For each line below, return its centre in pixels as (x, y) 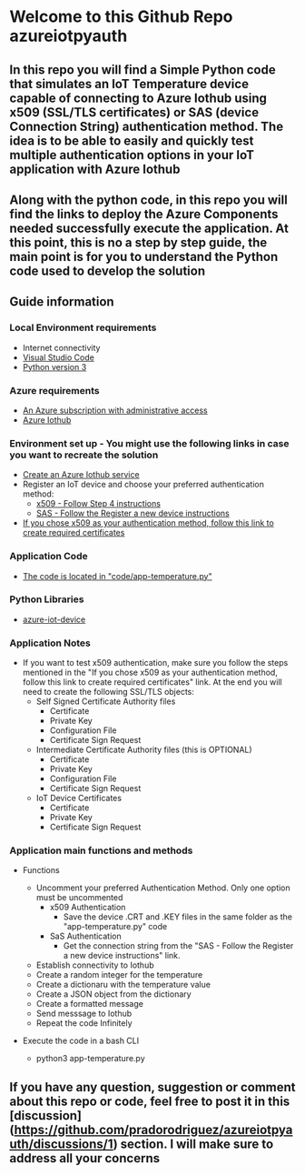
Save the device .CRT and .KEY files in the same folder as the (178, 917)
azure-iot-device (54, 619)
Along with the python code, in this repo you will (148, 200)
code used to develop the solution (108, 271)
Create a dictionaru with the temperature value (123, 985)
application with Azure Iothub (95, 169)
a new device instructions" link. (122, 956)
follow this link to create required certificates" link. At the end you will (152, 682)
